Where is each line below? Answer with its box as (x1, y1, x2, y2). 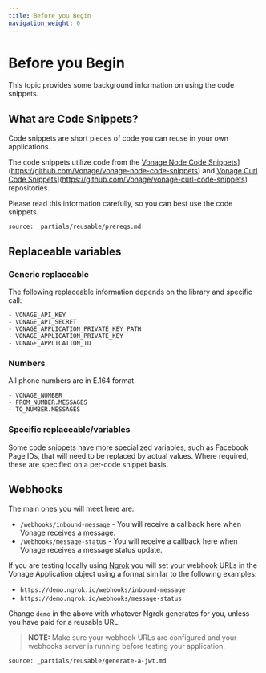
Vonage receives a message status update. (19, 545, 163, 555)
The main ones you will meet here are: (8, 504, 135, 514)
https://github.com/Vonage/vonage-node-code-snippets (10, 166, 199, 176)
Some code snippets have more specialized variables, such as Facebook (8, 443, 248, 452)
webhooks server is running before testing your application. (27, 642, 226, 651)
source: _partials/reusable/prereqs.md (8, 222, 142, 231)
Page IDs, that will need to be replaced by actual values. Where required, (8, 451, 249, 460)
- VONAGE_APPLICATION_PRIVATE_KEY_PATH (8, 324, 142, 333)
